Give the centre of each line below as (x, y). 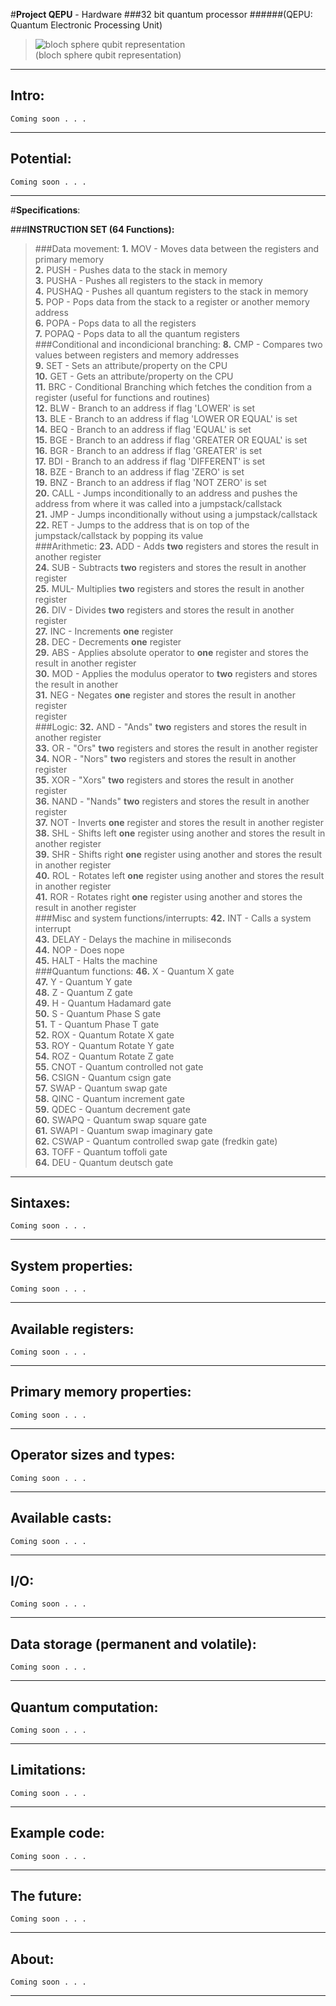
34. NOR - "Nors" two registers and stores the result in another (165, 758)
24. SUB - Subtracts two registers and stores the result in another (170, 567)
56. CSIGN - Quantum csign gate (103, 1077)
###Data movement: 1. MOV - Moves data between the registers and (177, 248)
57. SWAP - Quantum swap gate (101, 1088)
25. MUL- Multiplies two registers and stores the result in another (169, 588)
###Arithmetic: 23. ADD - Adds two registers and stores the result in (176, 546)
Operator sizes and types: (93, 1455)
